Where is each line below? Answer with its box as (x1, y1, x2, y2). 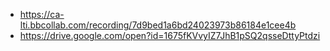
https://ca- (19, 9, 65, 20)
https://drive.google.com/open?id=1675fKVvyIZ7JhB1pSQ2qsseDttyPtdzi (19, 30, 321, 41)
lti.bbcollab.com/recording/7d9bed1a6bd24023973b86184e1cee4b (19, 19, 297, 31)
